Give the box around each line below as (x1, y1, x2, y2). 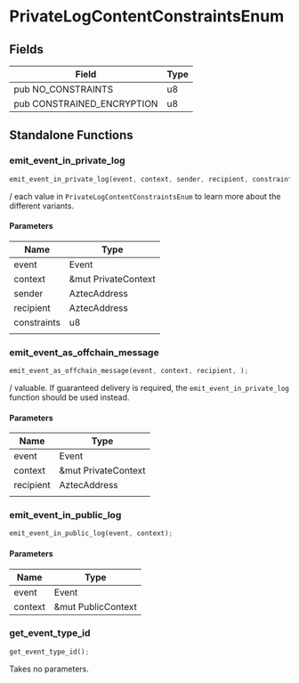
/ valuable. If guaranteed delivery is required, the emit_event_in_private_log (9, 382, 289, 393)
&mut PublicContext (53, 600, 138, 613)
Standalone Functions (9, 127, 133, 143)
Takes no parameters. (9, 663, 89, 674)
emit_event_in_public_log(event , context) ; (9, 529, 174, 538)
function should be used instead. (9, 392, 130, 402)
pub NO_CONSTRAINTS (13, 83, 114, 95)
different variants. (9, 200, 74, 211)
